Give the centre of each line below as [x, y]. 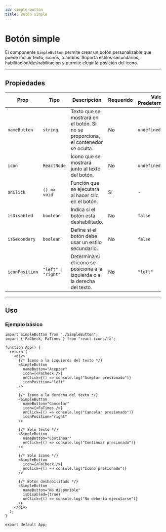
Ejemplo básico [24, 324]
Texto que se [85, 112]
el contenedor [87, 142]
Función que [85, 183]
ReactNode [54, 166]
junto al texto [85, 169]
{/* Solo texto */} [38, 430]
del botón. [82, 175]
